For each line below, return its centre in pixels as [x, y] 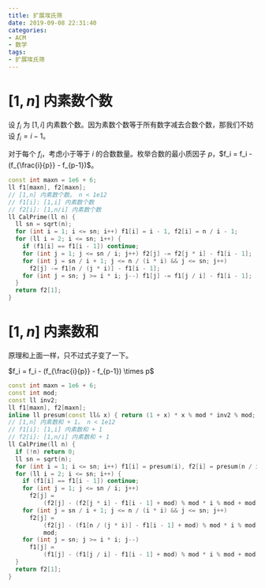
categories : [28, 30]
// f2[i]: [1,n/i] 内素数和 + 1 [59, 437]
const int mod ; [33, 393]
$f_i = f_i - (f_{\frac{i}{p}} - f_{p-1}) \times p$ [81, 371]
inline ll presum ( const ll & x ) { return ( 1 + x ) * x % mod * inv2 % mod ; [132, 415]
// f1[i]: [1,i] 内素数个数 [51, 202]
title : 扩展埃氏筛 [35, 15]
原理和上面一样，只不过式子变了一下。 [70, 356]
